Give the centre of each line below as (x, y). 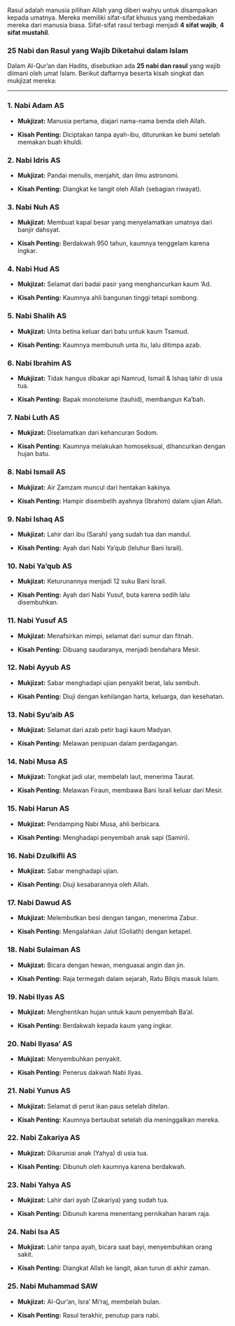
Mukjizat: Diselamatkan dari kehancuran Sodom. (88, 433)
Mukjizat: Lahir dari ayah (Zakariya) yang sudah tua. (93, 1200)
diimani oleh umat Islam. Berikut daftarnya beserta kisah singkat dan (106, 74)
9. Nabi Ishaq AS (36, 519)
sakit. (25, 1254)
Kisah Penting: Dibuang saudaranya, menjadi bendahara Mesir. (109, 649)
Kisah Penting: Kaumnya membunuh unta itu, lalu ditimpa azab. (109, 345)
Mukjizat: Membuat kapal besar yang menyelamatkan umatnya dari (115, 222)
